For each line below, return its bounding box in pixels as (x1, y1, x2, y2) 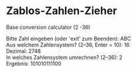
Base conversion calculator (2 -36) (6, 24, 91, 31)
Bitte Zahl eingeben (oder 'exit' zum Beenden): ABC (6, 35, 131, 42)
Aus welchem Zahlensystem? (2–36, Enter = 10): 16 (6, 41, 130, 48)
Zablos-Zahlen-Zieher (6, 4, 118, 18)
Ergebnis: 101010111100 (6, 60, 62, 67)
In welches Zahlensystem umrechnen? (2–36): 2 (6, 54, 123, 61)
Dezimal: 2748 (6, 47, 41, 54)
